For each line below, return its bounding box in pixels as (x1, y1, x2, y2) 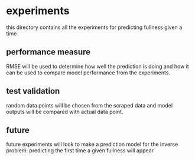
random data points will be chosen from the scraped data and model (6, 102, 173, 109)
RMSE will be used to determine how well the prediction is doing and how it (6, 63, 189, 70)
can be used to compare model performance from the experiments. (6, 69, 170, 76)
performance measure (6, 47, 90, 57)
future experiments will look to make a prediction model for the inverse (6, 141, 178, 148)
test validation (6, 86, 60, 96)
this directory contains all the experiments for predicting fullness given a (6, 24, 183, 31)
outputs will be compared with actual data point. (6, 108, 123, 115)
